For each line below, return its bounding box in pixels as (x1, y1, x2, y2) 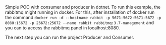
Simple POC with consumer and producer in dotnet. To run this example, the (5, 4, 161, 10)
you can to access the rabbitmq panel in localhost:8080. (5, 25, 120, 31)
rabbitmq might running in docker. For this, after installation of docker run (5, 9, 155, 15)
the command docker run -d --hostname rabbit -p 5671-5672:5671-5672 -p (5, 15, 161, 20)
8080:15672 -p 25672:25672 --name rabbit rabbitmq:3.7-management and (5, 20, 154, 25)
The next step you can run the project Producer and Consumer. (5, 34, 135, 40)
